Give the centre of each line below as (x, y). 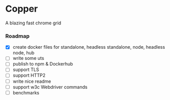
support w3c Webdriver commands (50, 87)
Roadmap (17, 36)
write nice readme (32, 81)
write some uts (28, 58)
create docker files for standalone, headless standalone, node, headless (89, 47)
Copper (22, 9)
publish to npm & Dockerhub (43, 64)
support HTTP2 (29, 75)
